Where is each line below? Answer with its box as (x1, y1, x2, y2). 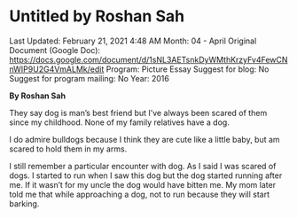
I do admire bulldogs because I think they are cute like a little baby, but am (9, 134, 281, 144)
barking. (9, 198, 40, 209)
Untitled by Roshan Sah (9, 6, 184, 27)
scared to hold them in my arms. (9, 144, 128, 154)
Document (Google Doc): (9, 44, 100, 55)
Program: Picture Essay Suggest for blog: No (106, 64, 270, 74)
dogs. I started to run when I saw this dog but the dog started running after (9, 170, 283, 181)
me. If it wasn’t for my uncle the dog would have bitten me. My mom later (9, 179, 277, 190)
